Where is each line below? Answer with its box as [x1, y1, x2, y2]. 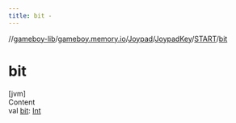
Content [8, 97, 36, 107]
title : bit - [8, 11, 53, 20]
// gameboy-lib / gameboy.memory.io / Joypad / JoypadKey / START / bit [8, 34, 228, 43]
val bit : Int [8, 105, 42, 115]
